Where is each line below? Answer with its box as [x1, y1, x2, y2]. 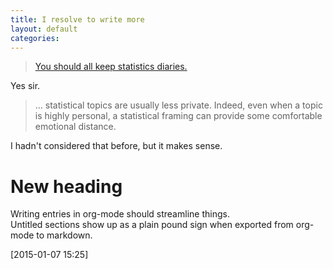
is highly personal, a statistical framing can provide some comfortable [34, 110, 323, 122]
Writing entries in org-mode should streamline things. [10, 208, 230, 220]
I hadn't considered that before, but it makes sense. [10, 140, 223, 152]
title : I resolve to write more [10, 14, 145, 25]
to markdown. [36, 229, 93, 241]
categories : [10, 33, 60, 43]
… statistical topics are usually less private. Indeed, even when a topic [34, 99, 323, 111]
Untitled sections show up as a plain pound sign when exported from [10, 219, 294, 231]
